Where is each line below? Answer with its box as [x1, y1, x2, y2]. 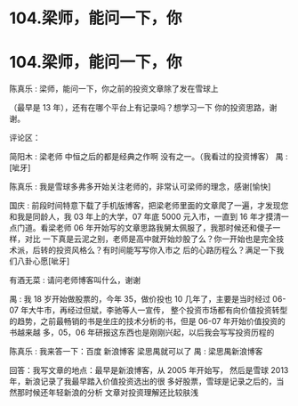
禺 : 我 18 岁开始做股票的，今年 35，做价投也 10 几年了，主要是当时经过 [9, 294, 271, 304]
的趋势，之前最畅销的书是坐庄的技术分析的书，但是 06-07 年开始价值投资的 [9, 316, 286, 327]
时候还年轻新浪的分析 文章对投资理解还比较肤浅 [24, 387, 198, 398]
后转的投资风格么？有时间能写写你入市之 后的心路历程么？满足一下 [32, 245, 277, 256]
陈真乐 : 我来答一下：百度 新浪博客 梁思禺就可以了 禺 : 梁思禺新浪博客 [9, 346, 263, 357]
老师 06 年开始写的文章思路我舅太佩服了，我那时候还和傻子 [55, 223, 273, 233]
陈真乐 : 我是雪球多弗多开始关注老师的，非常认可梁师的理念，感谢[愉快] [9, 182, 271, 192]
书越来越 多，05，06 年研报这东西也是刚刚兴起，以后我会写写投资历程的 [9, 327, 275, 338]
